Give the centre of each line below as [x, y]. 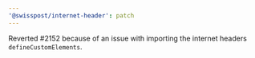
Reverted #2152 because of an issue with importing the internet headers [127, 38]
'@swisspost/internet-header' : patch [71, 15]
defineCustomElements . [45, 46]
